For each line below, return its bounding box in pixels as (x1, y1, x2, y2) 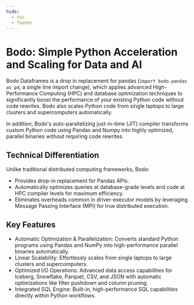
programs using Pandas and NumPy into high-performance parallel (14, 241, 178, 249)
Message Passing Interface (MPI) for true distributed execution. (14, 203, 169, 210)
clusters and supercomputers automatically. (6, 109, 113, 116)
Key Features (6, 220, 56, 230)
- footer (11, 20, 33, 25)
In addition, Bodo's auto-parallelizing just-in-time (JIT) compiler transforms (6, 120, 189, 127)
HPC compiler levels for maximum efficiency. (14, 190, 124, 197)
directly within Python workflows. (14, 291, 96, 299)
